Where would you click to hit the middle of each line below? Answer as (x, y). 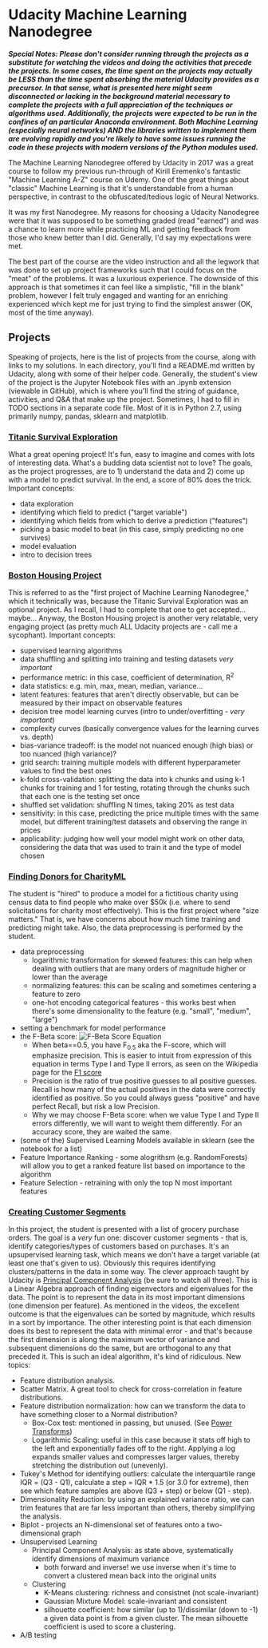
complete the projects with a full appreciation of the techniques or (120, 105)
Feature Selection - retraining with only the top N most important (126, 1183)
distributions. (41, 1398)
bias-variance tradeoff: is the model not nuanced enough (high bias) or (136, 745)
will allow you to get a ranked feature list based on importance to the (132, 1166)
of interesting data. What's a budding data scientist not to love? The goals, (130, 463)
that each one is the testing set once (80, 796)
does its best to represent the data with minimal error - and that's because (130, 1331)
